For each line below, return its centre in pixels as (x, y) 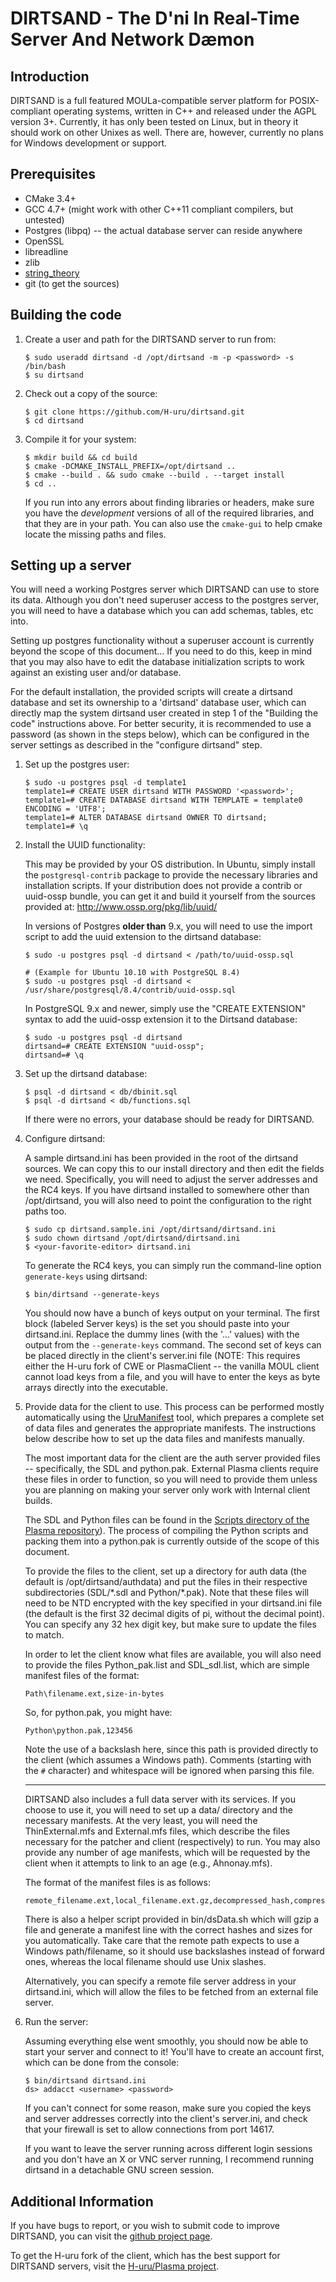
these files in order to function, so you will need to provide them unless (171, 1479)
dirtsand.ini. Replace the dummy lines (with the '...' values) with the (162, 1334)
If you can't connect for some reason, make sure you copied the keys (168, 2108)
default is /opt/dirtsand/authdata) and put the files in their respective (166, 1582)
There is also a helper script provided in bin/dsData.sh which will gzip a (172, 1919)
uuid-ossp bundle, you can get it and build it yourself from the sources (170, 896)
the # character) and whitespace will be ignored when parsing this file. (169, 1771)
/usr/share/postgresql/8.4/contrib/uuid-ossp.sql (130, 990)
